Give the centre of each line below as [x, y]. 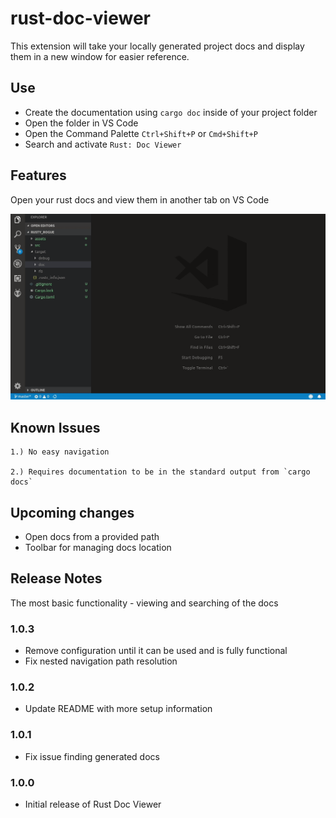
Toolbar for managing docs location [98, 547]
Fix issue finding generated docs [92, 756]
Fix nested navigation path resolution [101, 661]
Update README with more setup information [118, 709]
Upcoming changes [72, 512]
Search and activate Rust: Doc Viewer [103, 144]
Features [38, 175]
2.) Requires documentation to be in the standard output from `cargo [160, 472]
